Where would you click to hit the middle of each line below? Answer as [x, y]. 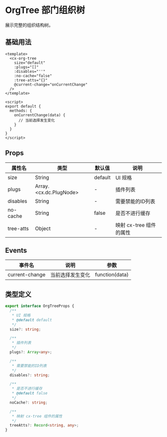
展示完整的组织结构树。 [29, 25]
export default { [23, 106]
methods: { [21, 111]
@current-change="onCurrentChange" [51, 84]
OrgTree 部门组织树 [45, 10]
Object [43, 228]
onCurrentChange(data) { [40, 115]
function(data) [112, 275]
